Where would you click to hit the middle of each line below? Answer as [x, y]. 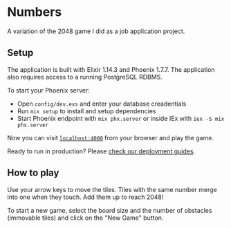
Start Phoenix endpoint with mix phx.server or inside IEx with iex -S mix [121, 118]
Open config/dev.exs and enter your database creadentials [102, 104]
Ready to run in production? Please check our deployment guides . [101, 151]
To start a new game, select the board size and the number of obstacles [110, 210]
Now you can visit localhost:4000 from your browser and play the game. [111, 137]
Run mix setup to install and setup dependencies [86, 111]
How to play [33, 173]
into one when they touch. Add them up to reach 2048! [85, 197]
